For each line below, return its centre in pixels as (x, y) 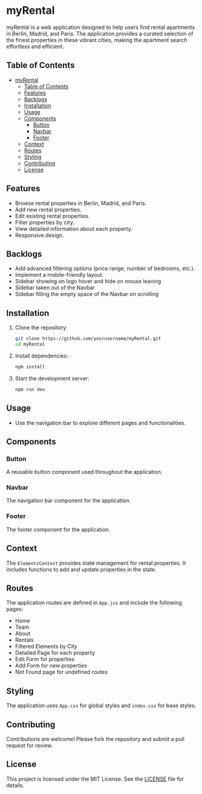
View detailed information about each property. (74, 228)
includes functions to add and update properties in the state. (81, 569)
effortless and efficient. (35, 46)
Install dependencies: (42, 356)
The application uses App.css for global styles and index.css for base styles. (101, 705)
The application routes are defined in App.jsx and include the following (94, 603)
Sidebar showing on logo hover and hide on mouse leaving (88, 282)
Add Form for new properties (51, 666)
